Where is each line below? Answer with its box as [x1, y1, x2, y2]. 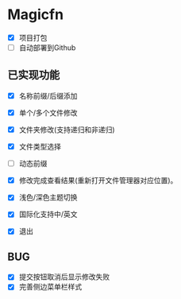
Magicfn [7, 6, 64, 24]
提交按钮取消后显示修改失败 [18, 272, 110, 282]
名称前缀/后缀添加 [18, 91, 78, 100]
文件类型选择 [18, 142, 61, 152]
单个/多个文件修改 [18, 107, 78, 117]
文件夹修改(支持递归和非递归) [18, 125, 115, 134]
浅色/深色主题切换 [18, 192, 78, 202]
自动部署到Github [18, 43, 76, 52]
